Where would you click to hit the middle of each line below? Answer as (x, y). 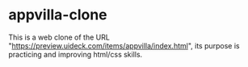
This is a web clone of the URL (59, 37)
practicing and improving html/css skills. (76, 54)
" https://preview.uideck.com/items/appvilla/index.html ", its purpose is (124, 45)
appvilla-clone (58, 15)
